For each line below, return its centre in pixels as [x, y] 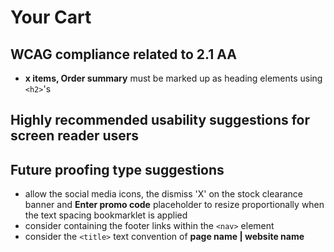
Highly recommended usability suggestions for [160, 120]
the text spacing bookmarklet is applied [106, 215]
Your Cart [51, 17]
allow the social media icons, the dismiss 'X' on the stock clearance [163, 194]
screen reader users [75, 136]
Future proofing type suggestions [117, 169]
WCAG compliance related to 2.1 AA [123, 54]
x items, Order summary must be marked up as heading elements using [173, 78]
